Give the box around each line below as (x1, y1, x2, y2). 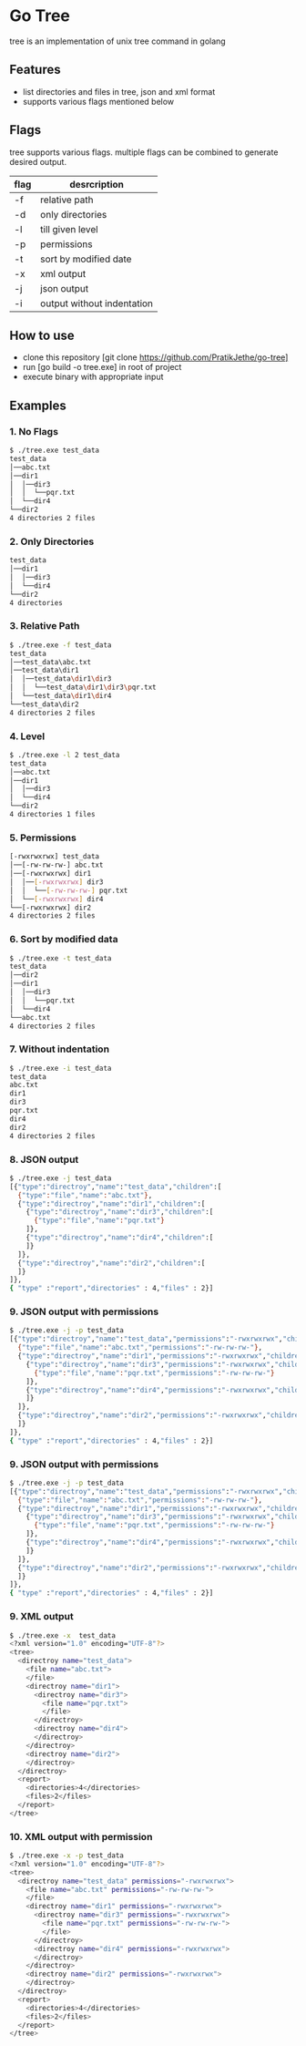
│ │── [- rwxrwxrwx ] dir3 (9, 877, 104, 887)
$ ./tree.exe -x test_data (9, 1630, 117, 1640)
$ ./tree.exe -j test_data (9, 1173, 112, 1183)
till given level (40, 222, 98, 235)
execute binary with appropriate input (22, 371, 164, 383)
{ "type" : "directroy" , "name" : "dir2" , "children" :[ (17, 1259, 206, 1268)
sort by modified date (40, 252, 132, 265)
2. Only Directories (9, 535, 95, 548)
